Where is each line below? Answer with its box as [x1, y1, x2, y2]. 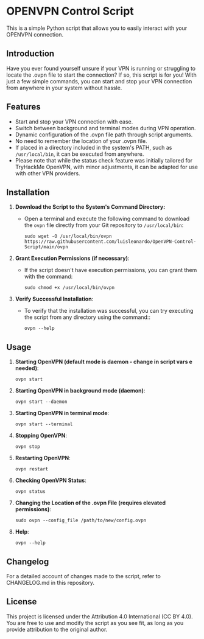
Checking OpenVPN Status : [15, 477, 86, 484]
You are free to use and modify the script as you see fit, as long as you [6, 619, 184, 626]
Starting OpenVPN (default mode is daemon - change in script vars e [15, 358, 193, 366]
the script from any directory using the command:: [24, 313, 151, 321]
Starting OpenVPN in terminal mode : [15, 410, 110, 417]
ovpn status [15, 489, 46, 495]
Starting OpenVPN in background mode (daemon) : [15, 387, 146, 394]
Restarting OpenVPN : [15, 455, 71, 462]
